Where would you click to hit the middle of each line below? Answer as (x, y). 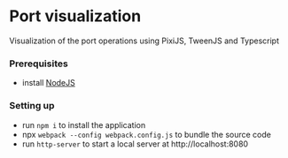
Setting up (32, 106)
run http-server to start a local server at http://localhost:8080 (135, 144)
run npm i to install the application (84, 124)
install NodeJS (48, 83)
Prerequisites (39, 64)
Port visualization (75, 16)
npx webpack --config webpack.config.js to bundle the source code (147, 134)
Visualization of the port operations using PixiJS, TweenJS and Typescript (144, 41)
